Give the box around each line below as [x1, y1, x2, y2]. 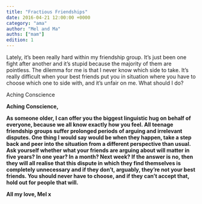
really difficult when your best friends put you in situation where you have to [6, 73, 196, 80]
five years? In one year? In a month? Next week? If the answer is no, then [6, 153, 194, 160]
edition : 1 [6, 37, 34, 43]
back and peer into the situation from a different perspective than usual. [6, 140, 191, 147]
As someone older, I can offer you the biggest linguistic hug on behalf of [6, 114, 192, 122]
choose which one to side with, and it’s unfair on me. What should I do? [6, 79, 184, 87]
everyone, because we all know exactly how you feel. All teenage [6, 121, 174, 128]
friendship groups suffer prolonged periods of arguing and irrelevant [6, 128, 183, 134]
